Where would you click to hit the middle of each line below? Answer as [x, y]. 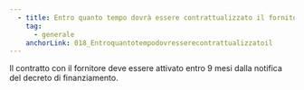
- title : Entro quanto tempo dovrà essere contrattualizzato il [141, 18]
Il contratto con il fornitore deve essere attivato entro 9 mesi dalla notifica [146, 68]
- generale [54, 34]
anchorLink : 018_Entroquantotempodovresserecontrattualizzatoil [149, 43]
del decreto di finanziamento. [64, 78]
